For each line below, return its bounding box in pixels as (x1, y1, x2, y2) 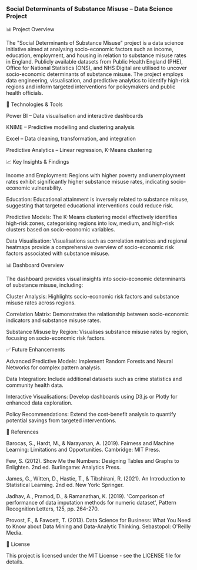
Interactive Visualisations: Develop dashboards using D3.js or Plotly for (6, 393, 178, 400)
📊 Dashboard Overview (6, 261, 64, 269)
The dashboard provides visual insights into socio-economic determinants (6, 276, 186, 283)
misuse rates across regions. (6, 299, 76, 306)
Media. (6, 529, 23, 536)
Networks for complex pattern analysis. (6, 364, 102, 371)
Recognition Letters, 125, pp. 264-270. (6, 505, 99, 512)
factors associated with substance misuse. (6, 250, 110, 257)
